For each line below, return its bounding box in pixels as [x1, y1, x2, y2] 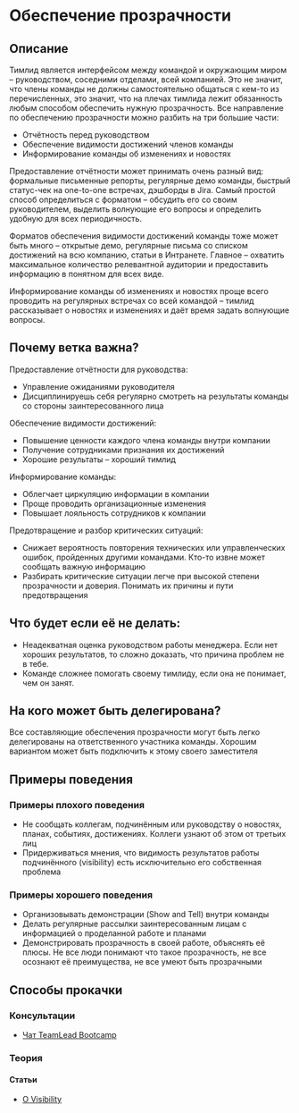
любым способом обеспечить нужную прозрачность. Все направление [9, 103, 284, 113]
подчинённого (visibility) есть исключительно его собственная [21, 857, 262, 868]
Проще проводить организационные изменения [21, 498, 207, 509]
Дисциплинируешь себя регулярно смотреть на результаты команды [21, 391, 289, 401]
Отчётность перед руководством [21, 130, 150, 139]
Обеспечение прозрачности [9, 5, 232, 26]
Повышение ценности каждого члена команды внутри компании [21, 434, 270, 445]
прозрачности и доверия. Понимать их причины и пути [21, 580, 234, 591]
